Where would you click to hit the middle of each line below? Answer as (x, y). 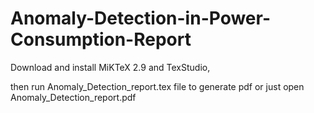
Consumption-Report (101, 39)
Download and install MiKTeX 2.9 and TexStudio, (110, 67)
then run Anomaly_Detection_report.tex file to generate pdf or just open (157, 86)
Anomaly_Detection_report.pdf (73, 97)
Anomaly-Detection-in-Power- (141, 18)
